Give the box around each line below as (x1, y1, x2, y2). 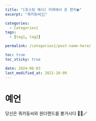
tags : (5, 30, 16, 35)
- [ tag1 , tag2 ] (9, 35, 41, 40)
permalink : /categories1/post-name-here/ (5, 43, 92, 48)
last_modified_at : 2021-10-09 (5, 70, 67, 76)
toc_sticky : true (5, 57, 41, 62)
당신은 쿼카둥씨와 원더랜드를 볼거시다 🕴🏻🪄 (5, 111, 88, 117)
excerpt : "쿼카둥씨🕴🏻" (5, 12, 48, 17)
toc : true (5, 52, 26, 57)
